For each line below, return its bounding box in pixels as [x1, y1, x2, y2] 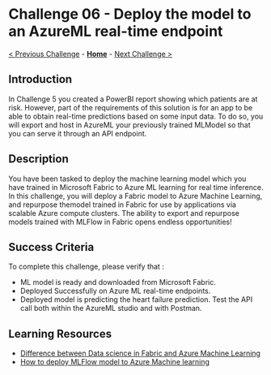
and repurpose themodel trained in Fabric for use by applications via [8, 200, 237, 209]
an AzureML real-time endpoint [8, 22, 223, 41]
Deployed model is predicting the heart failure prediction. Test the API [19, 295, 253, 304]
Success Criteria [8, 240, 95, 254]
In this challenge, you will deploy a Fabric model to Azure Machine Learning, [8, 191, 263, 200]
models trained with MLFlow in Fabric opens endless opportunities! [8, 217, 232, 226]
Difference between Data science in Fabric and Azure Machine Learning [19, 348, 261, 358]
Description [8, 152, 69, 166]
